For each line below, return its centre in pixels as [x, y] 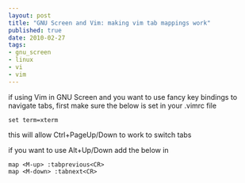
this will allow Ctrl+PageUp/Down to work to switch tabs [100, 135]
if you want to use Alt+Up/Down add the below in [88, 150]
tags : [17, 45]
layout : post [30, 15]
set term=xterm [33, 120]
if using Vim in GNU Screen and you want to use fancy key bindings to [123, 97]
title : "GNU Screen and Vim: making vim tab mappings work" [110, 23]
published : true [35, 30]
